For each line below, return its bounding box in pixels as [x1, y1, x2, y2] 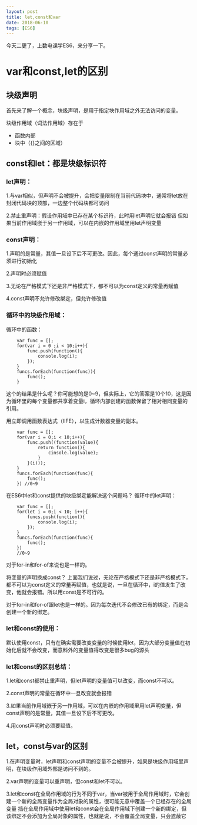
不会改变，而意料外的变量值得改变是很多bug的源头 [26, 646, 150, 653]
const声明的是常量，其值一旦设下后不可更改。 [6, 709, 118, 717]
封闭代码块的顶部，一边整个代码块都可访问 [6, 199, 109, 207]
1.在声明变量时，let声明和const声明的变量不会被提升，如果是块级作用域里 [6, 758, 184, 765]
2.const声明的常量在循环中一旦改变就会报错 [6, 690, 112, 697]
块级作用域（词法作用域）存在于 [6, 119, 84, 127]
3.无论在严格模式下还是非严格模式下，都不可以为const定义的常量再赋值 [6, 283, 179, 290]
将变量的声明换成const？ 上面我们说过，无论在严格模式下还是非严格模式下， [6, 574, 191, 581]
